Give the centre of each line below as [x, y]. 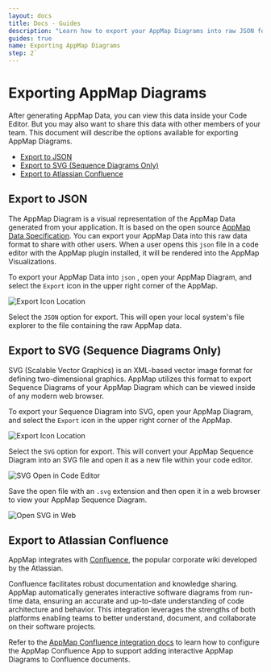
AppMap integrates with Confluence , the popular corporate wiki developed [133, 560]
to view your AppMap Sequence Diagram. [78, 500]
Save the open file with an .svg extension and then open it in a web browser [134, 491]
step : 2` [23, 53]
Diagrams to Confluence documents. [69, 660]
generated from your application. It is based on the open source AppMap [129, 227]
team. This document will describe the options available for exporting [123, 132]
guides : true [30, 38]
